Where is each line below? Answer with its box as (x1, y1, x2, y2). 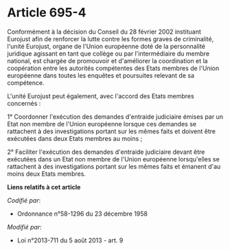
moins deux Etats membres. (7, 170, 86, 178)
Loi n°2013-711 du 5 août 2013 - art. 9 (16, 236, 124, 245)
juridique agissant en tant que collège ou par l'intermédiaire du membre (7, 49, 210, 58)
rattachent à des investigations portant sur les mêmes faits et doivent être (7, 127, 216, 135)
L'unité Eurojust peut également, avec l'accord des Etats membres (7, 91, 194, 100)
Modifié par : (7, 223, 43, 231)
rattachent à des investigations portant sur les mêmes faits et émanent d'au (7, 162, 221, 170)
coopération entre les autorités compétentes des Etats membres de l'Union (7, 64, 220, 72)
